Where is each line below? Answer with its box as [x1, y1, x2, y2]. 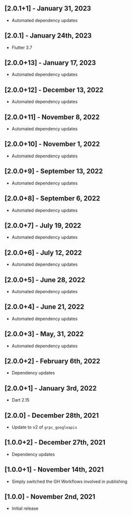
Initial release [11, 506, 38, 512]
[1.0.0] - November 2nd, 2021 [4, 493, 95, 501]
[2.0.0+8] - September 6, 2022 [4, 194, 100, 203]
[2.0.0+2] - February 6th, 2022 [4, 357, 100, 365]
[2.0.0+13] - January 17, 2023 [4, 59, 96, 67]
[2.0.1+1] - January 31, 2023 [4, 4, 91, 13]
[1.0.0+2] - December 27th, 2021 [4, 438, 106, 447]
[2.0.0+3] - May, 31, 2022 [4, 330, 84, 338]
